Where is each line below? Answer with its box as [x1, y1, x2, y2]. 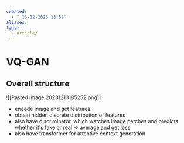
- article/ [11, 30, 38, 36]
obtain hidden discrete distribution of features [14, 111, 126, 118]
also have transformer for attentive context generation [14, 130, 145, 137]
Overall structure [6, 78, 70, 88]
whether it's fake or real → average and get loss [14, 124, 131, 131]
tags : [6, 25, 19, 31]
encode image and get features [14, 106, 91, 113]
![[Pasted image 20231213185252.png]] [6, 94, 101, 101]
